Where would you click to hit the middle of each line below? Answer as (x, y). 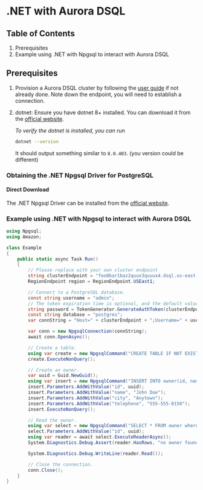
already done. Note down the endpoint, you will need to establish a (98, 94)
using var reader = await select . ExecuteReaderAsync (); (100, 437)
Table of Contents (41, 34)
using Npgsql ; (24, 231)
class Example (24, 248)
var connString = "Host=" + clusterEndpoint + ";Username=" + (108, 321)
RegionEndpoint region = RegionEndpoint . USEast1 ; (92, 282)
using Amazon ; (24, 237)
